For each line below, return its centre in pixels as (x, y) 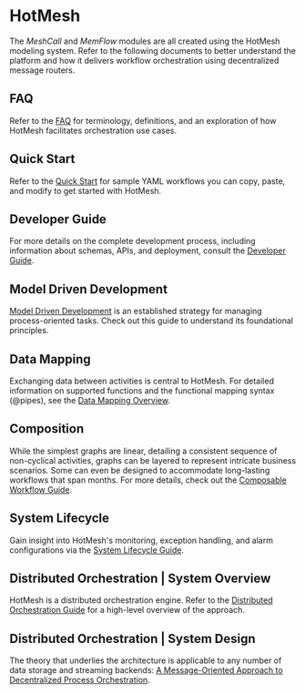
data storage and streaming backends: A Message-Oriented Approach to (147, 670)
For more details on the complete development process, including (133, 241)
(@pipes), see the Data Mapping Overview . (90, 400)
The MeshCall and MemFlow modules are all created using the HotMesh (145, 41)
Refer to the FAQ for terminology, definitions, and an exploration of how (143, 120)
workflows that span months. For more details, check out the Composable (148, 480)
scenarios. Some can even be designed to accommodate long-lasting (140, 470)
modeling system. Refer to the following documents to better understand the (152, 50)
